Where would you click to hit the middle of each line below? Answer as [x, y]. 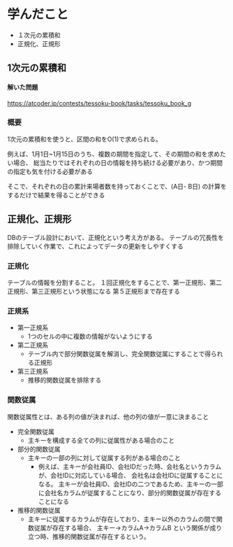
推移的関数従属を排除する [65, 380]
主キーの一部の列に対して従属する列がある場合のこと [104, 457]
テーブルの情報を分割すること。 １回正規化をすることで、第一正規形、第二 [115, 282]
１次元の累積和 [39, 35]
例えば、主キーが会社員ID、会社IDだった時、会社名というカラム [130, 467]
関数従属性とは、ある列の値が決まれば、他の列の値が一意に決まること [108, 416]
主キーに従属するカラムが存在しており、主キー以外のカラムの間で [122, 519]
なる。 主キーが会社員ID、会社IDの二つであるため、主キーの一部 [130, 484]
